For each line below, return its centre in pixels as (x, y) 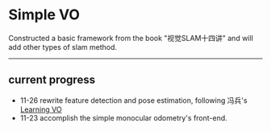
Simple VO (44, 15)
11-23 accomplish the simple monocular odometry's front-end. (123, 117)
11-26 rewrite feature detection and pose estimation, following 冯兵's (133, 100)
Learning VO (41, 109)
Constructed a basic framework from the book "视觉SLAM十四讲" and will (131, 38)
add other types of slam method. (63, 47)
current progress (52, 80)
